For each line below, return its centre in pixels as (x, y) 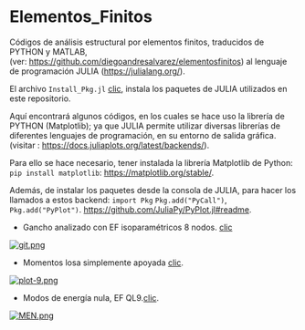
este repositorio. (40, 98)
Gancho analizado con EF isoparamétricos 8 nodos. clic (127, 227)
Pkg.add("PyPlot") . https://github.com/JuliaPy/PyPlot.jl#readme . (131, 209)
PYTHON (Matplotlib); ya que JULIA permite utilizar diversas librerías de (145, 126)
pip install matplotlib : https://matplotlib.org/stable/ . (112, 172)
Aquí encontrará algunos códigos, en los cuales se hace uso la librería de (147, 116)
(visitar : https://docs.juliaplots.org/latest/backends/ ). (110, 145)
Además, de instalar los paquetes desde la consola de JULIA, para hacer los (153, 190)
